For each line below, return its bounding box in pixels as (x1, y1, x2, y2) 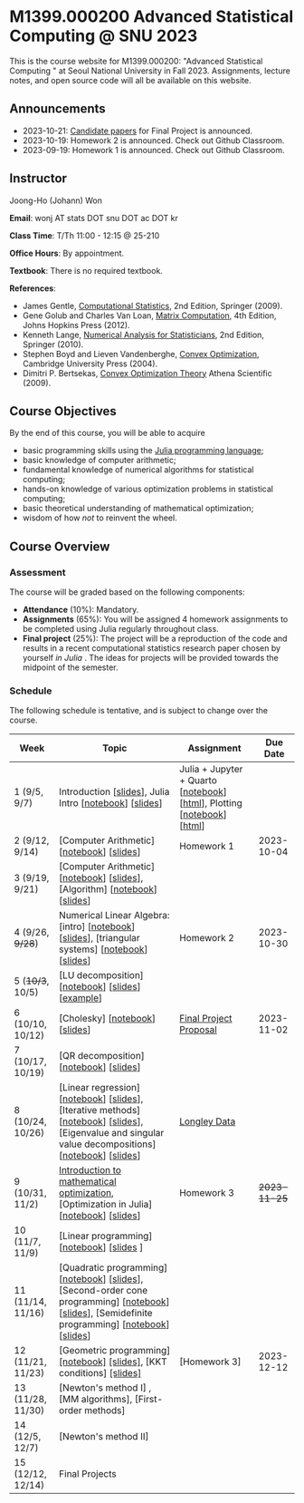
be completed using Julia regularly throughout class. (22, 624, 219, 635)
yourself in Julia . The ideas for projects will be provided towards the (22, 653, 279, 664)
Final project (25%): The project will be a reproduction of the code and (22, 633, 288, 645)
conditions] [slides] (58, 1367, 142, 1380)
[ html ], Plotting (179, 797, 242, 810)
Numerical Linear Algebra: (58, 909, 170, 922)
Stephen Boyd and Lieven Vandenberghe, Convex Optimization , (22, 348, 260, 359)
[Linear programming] (58, 1230, 153, 1243)
